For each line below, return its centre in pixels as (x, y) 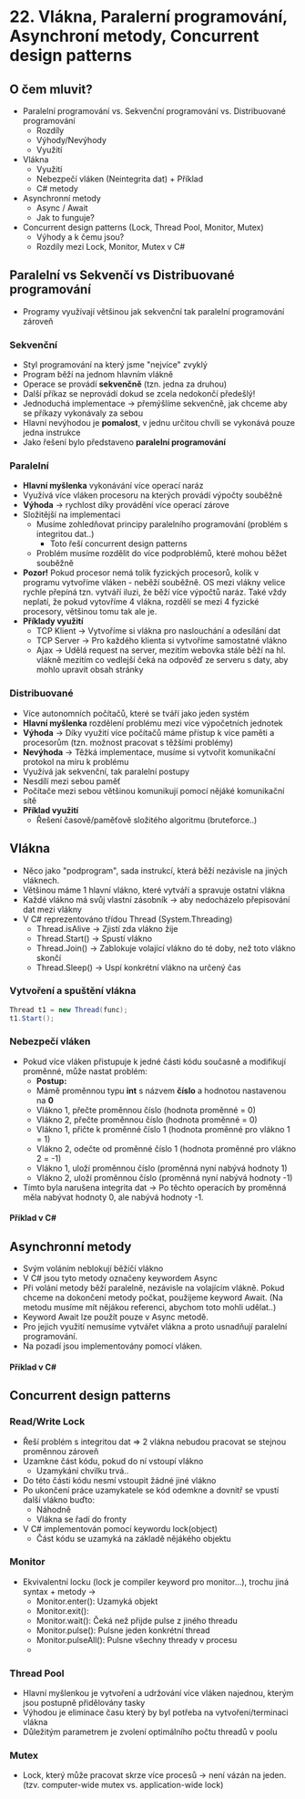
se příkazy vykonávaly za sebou (83, 413)
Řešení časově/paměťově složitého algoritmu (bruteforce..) (147, 820)
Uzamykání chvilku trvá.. (82, 1471)
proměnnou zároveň (61, 1451)
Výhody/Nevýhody (71, 140)
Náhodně (53, 1509)
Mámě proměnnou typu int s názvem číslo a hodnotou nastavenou (161, 1091)
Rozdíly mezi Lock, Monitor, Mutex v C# (111, 247)
